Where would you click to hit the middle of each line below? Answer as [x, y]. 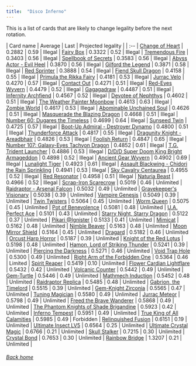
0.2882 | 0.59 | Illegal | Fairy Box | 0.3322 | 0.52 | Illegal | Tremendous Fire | [97, 52]
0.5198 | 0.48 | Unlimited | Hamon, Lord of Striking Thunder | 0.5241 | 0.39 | [97, 244]
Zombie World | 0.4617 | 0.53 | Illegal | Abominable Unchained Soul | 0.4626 [98, 108]
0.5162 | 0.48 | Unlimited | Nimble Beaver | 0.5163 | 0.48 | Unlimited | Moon [97, 226]
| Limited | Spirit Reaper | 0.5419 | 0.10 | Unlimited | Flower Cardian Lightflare [98, 263]
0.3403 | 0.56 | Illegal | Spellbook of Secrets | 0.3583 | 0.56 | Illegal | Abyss [97, 58]
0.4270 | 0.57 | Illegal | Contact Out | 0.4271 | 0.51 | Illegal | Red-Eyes [89, 83]
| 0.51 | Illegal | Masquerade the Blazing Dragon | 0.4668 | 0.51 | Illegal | [92, 114]
